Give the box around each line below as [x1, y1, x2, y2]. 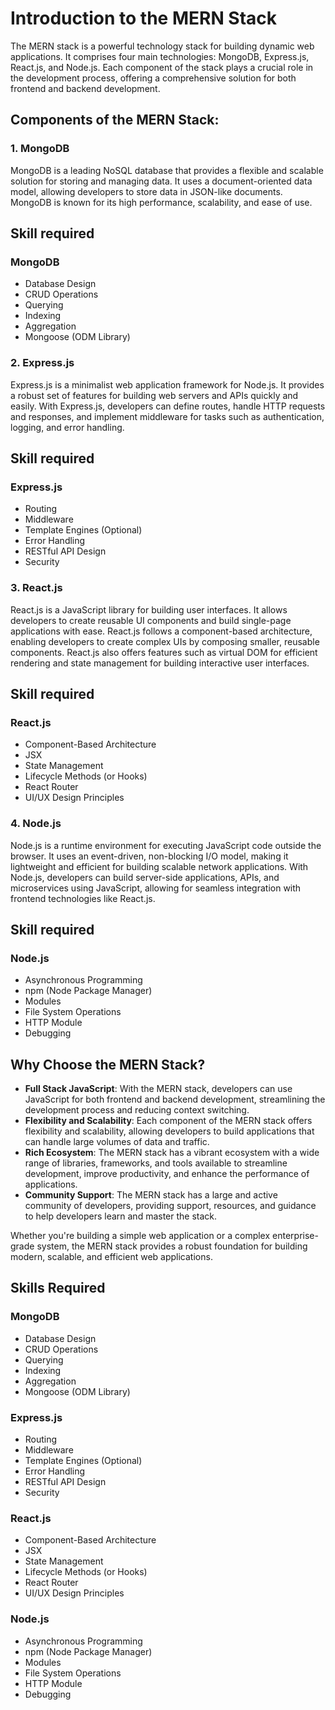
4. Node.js [10, 817, 62, 831]
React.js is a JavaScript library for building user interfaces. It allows [10, 603, 288, 616]
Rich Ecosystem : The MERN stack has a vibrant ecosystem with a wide [24, 1147, 320, 1159]
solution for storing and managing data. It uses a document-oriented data [10, 175, 313, 187]
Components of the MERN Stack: [10, 112, 220, 129]
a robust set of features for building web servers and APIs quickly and [10, 389, 299, 401]
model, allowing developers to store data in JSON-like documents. [10, 185, 283, 197]
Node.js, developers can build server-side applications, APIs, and [10, 871, 280, 883]
